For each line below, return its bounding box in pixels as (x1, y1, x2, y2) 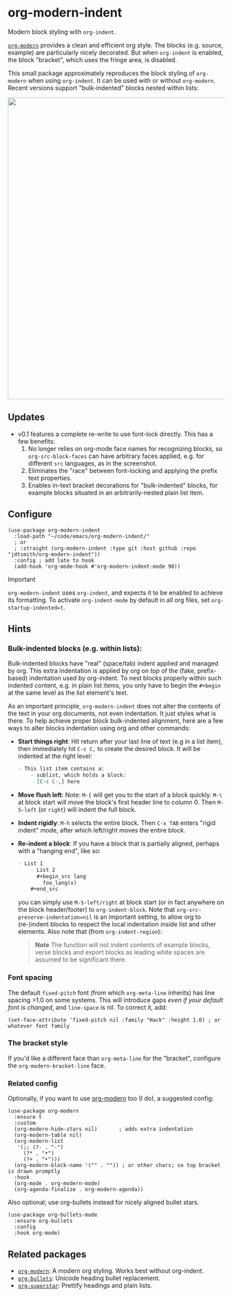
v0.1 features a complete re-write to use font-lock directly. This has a (17, 430, 213, 438)
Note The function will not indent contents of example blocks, (34, 941, 211, 949)
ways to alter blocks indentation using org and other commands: (8, 724, 191, 732)
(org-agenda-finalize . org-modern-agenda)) (14, 1186, 144, 1193)
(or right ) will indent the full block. (38, 805, 137, 813)
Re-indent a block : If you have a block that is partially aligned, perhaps (17, 839, 220, 848)
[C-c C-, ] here (36, 778, 80, 785)
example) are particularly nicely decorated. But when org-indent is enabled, (8, 48, 223, 57)
